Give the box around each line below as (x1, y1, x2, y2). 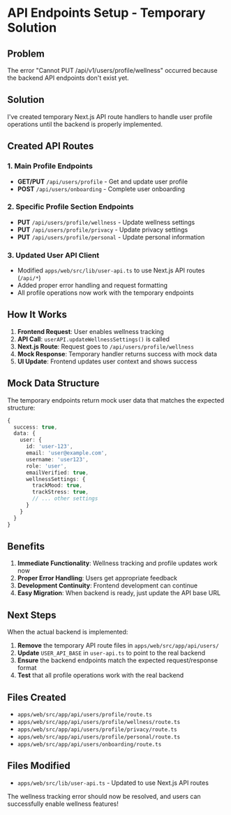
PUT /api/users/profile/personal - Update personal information (17, 232, 205, 241)
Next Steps (7, 609, 57, 621)
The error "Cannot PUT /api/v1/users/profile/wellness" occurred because (7, 67, 218, 74)
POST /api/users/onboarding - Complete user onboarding (17, 184, 185, 193)
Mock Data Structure (7, 377, 100, 389)
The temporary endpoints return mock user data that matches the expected (7, 396, 225, 404)
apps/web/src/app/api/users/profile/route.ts (17, 711, 152, 718)
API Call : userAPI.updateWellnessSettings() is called (17, 335, 170, 343)
